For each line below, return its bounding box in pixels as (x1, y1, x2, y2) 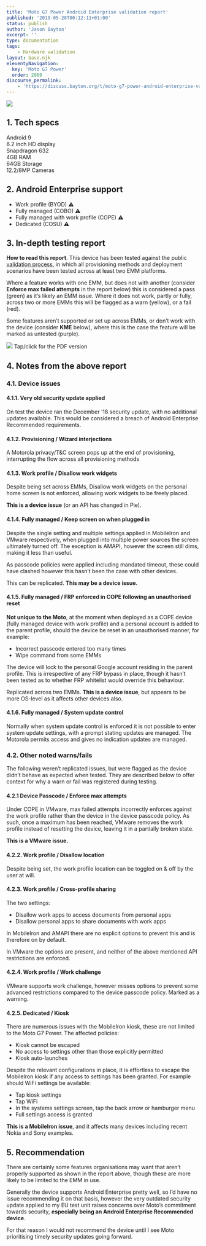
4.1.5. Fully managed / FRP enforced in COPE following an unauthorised (6, 594, 191, 601)
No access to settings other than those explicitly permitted (15, 1048, 164, 1056)
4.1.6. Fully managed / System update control (6, 709, 124, 716)
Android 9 (6, 133, 32, 141)
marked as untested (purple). (6, 330, 80, 338)
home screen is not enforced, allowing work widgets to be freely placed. (6, 490, 189, 497)
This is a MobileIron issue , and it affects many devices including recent (6, 1123, 188, 1130)
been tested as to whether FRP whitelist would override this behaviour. (6, 676, 185, 684)
